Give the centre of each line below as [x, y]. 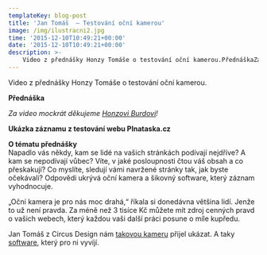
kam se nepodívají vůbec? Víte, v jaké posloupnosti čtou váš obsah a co [126, 160]
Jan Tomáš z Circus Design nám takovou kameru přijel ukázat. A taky [122, 234]
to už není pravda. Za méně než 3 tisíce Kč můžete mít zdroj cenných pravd [132, 210]
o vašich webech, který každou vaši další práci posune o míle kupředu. [124, 218]
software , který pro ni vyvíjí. [54, 242]
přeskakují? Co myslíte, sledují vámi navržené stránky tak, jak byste [118, 169]
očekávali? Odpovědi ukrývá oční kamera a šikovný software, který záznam [132, 178]
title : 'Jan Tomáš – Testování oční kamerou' [87, 23]
